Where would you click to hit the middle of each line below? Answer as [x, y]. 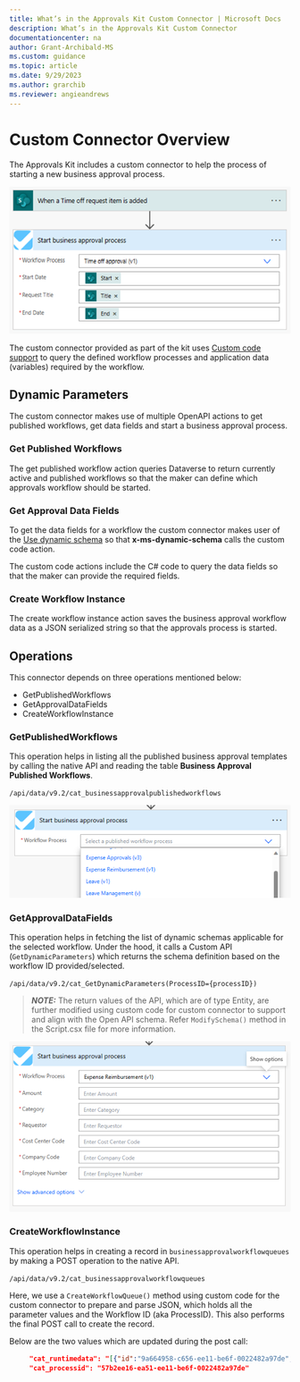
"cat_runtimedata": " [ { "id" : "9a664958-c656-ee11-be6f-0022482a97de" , [161, 1359]
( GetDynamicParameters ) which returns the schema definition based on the [145, 956]
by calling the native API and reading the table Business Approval [130, 766]
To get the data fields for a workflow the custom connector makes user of [145, 530]
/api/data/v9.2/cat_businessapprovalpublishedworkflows [115, 794]
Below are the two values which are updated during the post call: [129, 1341]
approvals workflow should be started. [80, 487]
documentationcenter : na [55, 38]
